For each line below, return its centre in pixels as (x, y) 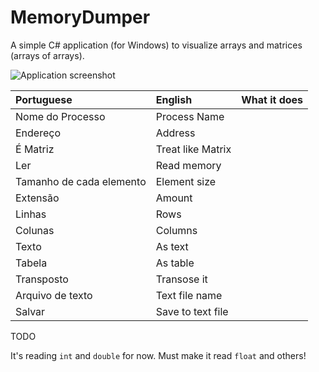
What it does (272, 99)
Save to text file (192, 311)
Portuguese (44, 99)
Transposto (42, 279)
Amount (174, 198)
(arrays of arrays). (47, 55)
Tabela (31, 263)
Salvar (30, 311)
